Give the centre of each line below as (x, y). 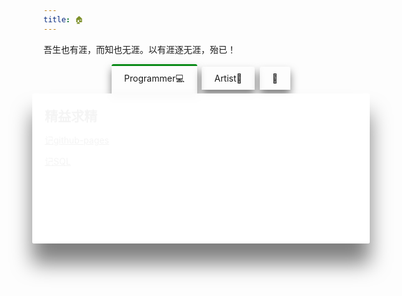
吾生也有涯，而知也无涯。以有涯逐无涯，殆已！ (139, 49)
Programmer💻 (154, 78)
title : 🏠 (63, 19)
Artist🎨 (228, 78)
